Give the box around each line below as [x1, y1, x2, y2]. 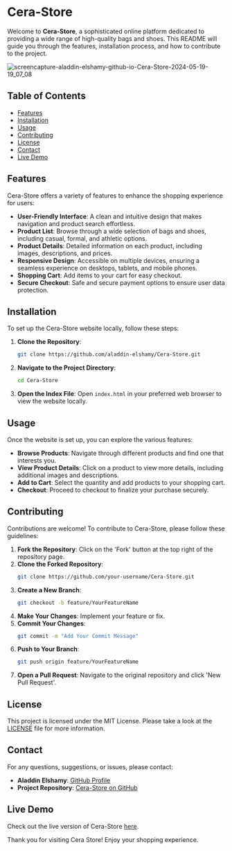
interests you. [17, 456, 57, 465]
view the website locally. [17, 397, 88, 406]
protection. [17, 286, 49, 294]
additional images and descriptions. [17, 471, 119, 479]
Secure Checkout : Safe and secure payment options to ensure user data [17, 278, 225, 286]
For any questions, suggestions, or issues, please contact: [7, 762, 173, 771]
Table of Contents [7, 90, 87, 102]
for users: [7, 198, 35, 207]
